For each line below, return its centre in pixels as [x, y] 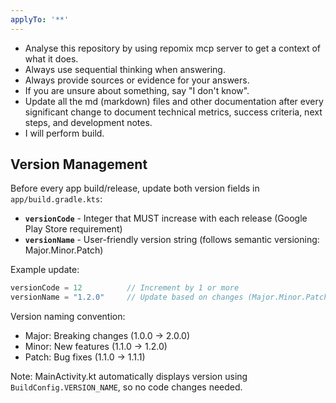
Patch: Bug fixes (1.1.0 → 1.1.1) [85, 357]
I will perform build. [64, 133]
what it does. [51, 58]
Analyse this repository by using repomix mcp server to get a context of [173, 48]
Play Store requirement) [73, 229]
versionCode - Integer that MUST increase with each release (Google [166, 218]
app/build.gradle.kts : [56, 199]
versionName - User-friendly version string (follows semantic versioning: [172, 240]
